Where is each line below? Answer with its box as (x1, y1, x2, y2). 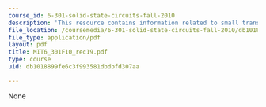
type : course (8, 56, 51, 64)
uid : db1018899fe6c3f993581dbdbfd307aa (8, 63, 140, 71)
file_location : (8, 26, 59, 34)
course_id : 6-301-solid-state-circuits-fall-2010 (8, 11, 176, 20)
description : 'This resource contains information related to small (8, 19, 239, 27)
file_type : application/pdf (8, 33, 101, 42)
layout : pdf (8, 41, 47, 49)
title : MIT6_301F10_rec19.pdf (8, 48, 108, 56)
